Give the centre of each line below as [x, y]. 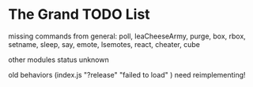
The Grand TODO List [79, 14]
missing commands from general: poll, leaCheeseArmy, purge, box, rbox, [127, 36]
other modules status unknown [59, 60]
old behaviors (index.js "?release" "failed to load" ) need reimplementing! [127, 74]
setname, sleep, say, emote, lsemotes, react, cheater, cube [104, 44]
